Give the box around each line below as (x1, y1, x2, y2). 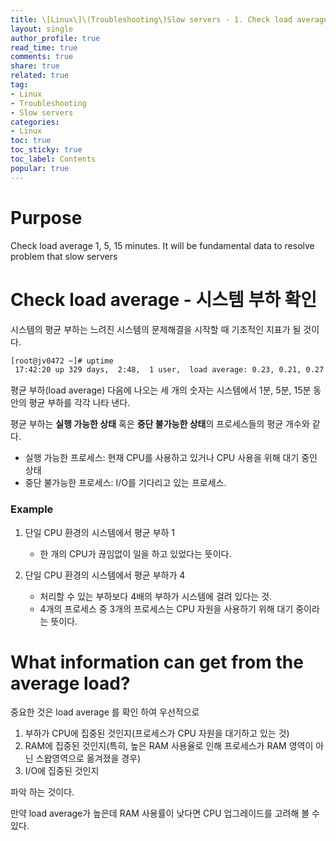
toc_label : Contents (10, 154, 97, 164)
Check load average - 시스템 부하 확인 (10, 288, 318, 311)
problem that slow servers (10, 250, 118, 262)
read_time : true (10, 42, 78, 53)
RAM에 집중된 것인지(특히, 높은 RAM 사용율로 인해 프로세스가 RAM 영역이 (24, 740, 314, 752)
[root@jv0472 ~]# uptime (10, 356, 114, 366)
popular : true (10, 163, 70, 173)
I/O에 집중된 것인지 (24, 765, 100, 777)
